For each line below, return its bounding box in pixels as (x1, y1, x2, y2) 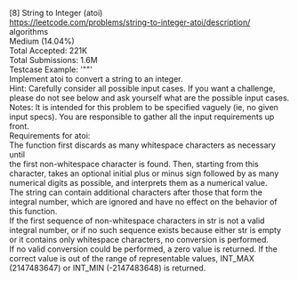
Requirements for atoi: (9, 131, 91, 140)
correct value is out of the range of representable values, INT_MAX (9, 253, 255, 263)
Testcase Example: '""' (9, 64, 93, 75)
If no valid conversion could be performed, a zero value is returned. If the (9, 244, 278, 254)
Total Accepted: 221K (9, 45, 87, 56)
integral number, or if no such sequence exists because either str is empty (9, 225, 282, 235)
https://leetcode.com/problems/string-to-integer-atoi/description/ (9, 17, 251, 28)
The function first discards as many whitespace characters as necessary (9, 140, 276, 150)
